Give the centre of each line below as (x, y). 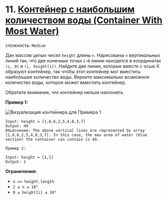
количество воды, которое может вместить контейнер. (66, 82)
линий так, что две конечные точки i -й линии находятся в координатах (83, 60)
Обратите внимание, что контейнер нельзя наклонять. (65, 92)
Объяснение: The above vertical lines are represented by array (75, 130)
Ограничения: (21, 171)
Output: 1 (16, 162)
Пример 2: (16, 148)
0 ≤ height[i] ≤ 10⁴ (34, 192)
